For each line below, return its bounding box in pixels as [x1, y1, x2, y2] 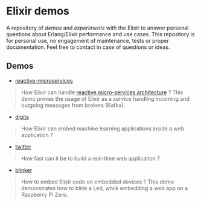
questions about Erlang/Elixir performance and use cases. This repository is [6, 30, 195, 37]
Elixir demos [6, 4, 69, 18]
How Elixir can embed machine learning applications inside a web [21, 125, 185, 132]
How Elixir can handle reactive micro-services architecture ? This [21, 89, 183, 96]
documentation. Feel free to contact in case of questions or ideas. [6, 43, 170, 51]
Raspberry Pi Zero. [21, 191, 68, 198]
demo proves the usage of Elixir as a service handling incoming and [21, 95, 190, 102]
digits [14, 113, 29, 120]
